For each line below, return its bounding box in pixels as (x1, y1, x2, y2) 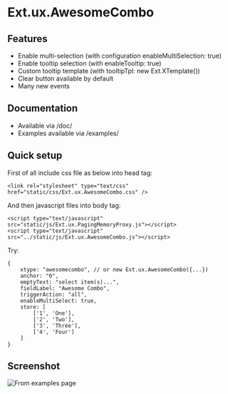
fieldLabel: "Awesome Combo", (20, 284, 110, 292)
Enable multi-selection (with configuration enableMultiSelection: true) (17, 51, 222, 60)
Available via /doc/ (17, 121, 73, 130)
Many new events (17, 82, 70, 90)
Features (7, 33, 48, 45)
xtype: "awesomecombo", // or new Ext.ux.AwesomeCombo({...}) (20, 266, 209, 273)
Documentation (7, 103, 78, 115)
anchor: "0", (20, 272, 59, 279)
